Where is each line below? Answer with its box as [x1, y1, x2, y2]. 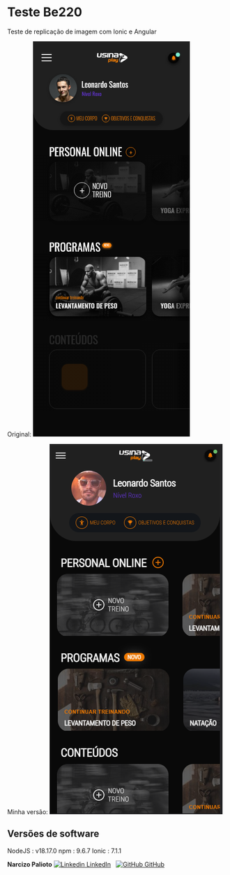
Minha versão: [7, 807, 49, 816]
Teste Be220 [7, 4, 82, 20]
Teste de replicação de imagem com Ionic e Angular [7, 27, 157, 36]
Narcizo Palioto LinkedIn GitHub [7, 860, 165, 868]
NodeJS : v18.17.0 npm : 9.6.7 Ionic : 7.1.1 [7, 846, 122, 855]
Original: [7, 429, 32, 438]
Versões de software [7, 828, 100, 840]
